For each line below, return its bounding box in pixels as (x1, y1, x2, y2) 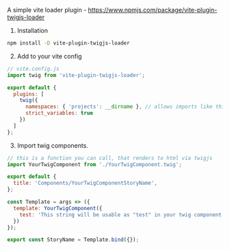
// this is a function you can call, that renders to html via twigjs (7, 155, 213, 161)
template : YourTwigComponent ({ (13, 205, 103, 212)
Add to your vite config (16, 52, 82, 60)
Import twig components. (16, 141, 89, 150)
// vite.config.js (7, 65, 60, 72)
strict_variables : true (25, 110, 94, 117)
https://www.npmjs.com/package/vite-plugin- (88, 6, 218, 14)
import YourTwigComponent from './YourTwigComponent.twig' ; (7, 161, 183, 168)
